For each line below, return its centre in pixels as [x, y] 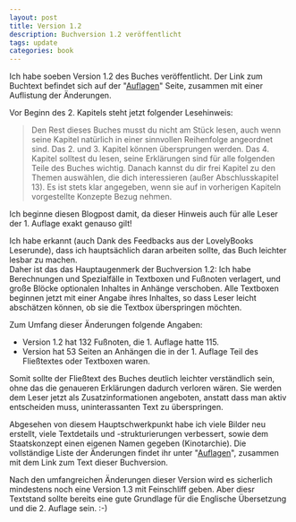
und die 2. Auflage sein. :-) [59, 509]
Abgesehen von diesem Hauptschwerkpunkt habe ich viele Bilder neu [138, 424]
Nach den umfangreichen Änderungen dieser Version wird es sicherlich [141, 480]
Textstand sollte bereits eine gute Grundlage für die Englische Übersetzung [148, 499]
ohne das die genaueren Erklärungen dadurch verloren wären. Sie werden [145, 388]
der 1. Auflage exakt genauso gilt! [71, 224]
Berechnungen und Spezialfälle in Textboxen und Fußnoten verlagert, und [145, 279]
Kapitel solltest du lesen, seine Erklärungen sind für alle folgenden [153, 158]
